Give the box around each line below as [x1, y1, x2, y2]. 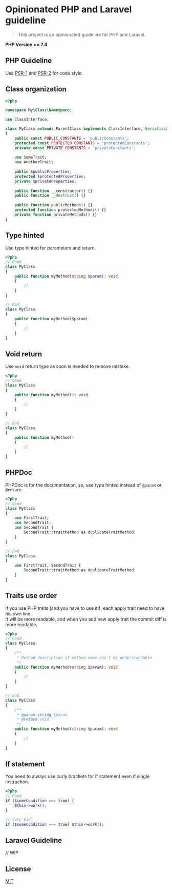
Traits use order [5, 591, 57, 600]
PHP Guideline [5, 56, 52, 65]
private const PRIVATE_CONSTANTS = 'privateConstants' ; [14, 145, 137, 150]
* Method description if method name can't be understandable [16, 655, 153, 660]
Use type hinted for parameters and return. [5, 245, 96, 251]
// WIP [5, 849, 19, 856]
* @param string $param [16, 712, 68, 717]
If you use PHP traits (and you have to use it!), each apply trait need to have [5, 605, 165, 611]
